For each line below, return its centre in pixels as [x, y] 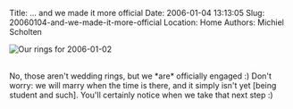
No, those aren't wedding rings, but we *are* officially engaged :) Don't [141, 76]
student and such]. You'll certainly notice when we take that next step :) [142, 95]
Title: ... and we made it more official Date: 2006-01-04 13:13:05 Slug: [137, 13]
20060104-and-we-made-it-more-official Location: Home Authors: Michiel [146, 22]
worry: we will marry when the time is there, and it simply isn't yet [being [143, 85]
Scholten [26, 32]
